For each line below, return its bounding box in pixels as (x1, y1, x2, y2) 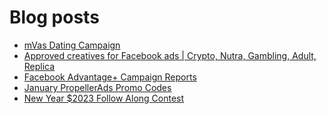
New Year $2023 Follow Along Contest (23, 92, 185, 104)
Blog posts (9, 6, 100, 29)
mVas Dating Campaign (23, 39, 121, 51)
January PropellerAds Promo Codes (23, 81, 172, 93)
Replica (23, 60, 56, 72)
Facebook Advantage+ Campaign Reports (23, 71, 197, 83)
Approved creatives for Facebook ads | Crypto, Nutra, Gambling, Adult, (23, 49, 317, 61)
